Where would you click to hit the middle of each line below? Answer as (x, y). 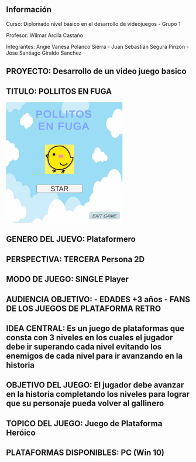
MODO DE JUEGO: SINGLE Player (67, 279)
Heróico (21, 432)
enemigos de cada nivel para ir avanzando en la (94, 356)
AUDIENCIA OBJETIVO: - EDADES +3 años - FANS (98, 299)
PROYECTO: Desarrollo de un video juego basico (96, 71)
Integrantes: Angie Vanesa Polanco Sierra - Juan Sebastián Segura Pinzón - (97, 46)
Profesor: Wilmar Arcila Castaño (45, 35)
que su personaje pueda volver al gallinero (85, 404)
